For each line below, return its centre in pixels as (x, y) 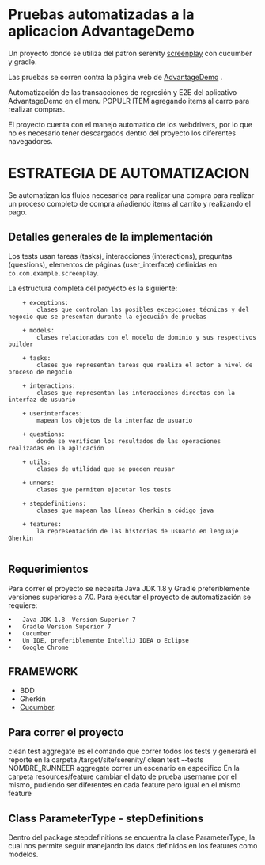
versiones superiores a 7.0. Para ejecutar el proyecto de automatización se (130, 597)
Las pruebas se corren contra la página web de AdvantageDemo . (115, 77)
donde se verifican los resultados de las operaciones (129, 441)
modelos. (23, 854)
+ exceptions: (45, 302)
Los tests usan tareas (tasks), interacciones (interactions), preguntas (120, 256)
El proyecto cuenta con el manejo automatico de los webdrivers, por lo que (131, 124)
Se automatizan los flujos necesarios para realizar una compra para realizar (131, 195)
